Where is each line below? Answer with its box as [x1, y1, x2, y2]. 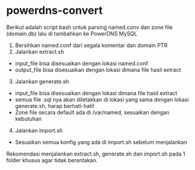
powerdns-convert [6, 4, 103, 17]
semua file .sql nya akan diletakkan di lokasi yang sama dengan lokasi [14, 96, 189, 103]
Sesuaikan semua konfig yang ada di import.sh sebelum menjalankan [14, 138, 188, 145]
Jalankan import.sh [14, 127, 63, 134]
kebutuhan [14, 115, 42, 122]
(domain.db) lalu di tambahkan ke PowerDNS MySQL [6, 30, 138, 37]
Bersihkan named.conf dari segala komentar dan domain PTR [14, 42, 168, 49]
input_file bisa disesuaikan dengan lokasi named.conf [14, 60, 149, 67]
